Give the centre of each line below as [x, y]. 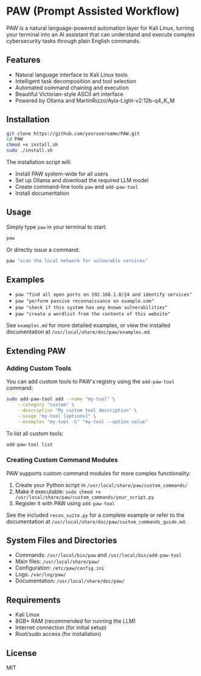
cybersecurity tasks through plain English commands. [73, 41]
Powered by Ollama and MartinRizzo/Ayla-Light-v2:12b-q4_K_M [95, 100]
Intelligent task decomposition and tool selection [76, 81]
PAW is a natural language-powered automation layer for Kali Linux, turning [100, 28]
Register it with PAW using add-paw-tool [65, 503]
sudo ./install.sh [29, 151]
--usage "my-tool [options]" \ [57, 416]
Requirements [33, 600]
